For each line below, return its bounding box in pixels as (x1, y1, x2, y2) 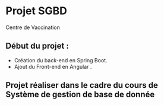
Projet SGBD (5, 4, 68, 18)
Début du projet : (5, 41, 69, 51)
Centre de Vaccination (5, 24, 61, 31)
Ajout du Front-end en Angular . (14, 63, 92, 70)
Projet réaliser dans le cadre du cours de (5, 80, 159, 90)
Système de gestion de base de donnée (5, 90, 155, 100)
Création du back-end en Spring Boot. (14, 56, 108, 63)
